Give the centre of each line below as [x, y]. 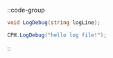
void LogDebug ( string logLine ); [54, 23]
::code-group [26, 10]
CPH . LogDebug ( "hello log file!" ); [57, 35]
